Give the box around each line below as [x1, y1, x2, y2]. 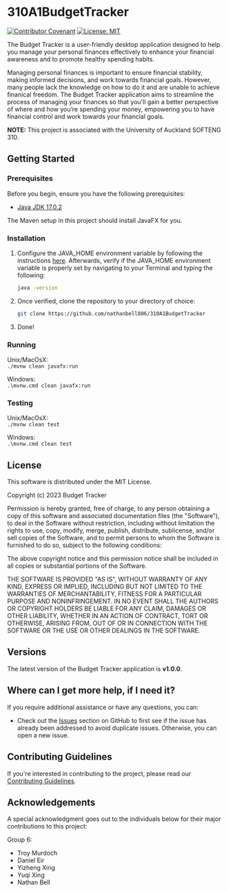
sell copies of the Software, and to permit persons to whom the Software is [7, 534, 220, 542]
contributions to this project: [7, 822, 87, 831]
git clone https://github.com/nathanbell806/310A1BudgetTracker [17, 310, 206, 317]
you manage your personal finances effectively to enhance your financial [7, 48, 214, 56]
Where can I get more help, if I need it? [7, 684, 176, 697]
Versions [7, 646, 47, 658]
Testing [7, 398, 33, 408]
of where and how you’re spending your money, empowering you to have [7, 105, 215, 113]
